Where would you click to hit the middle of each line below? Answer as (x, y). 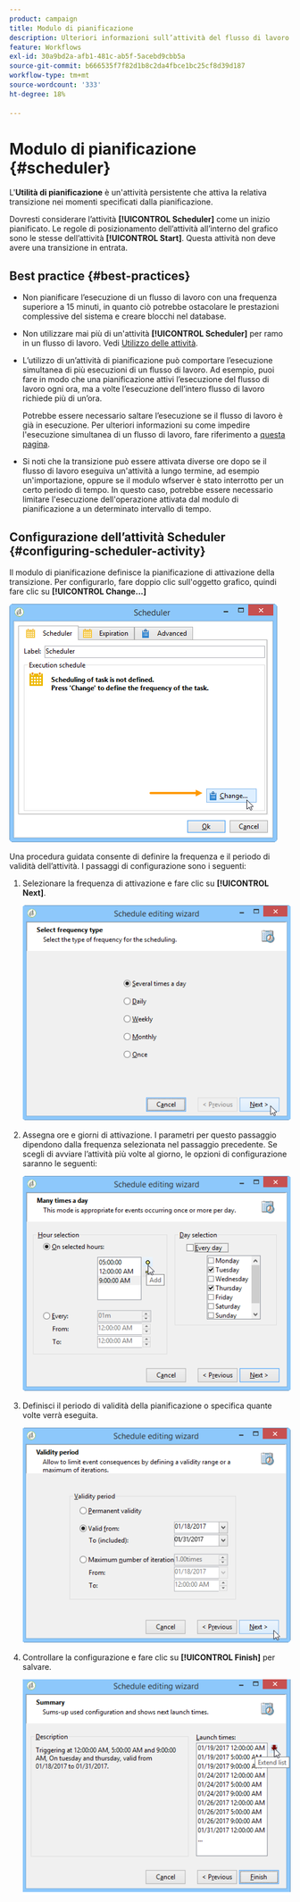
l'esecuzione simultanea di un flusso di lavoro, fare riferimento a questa (154, 435)
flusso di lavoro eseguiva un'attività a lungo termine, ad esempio (141, 471)
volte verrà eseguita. (60, 1414)
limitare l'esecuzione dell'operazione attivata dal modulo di (130, 499)
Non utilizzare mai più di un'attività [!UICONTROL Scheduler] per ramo (153, 334)
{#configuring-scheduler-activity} (108, 551)
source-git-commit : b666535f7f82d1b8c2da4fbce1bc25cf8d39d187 (127, 66)
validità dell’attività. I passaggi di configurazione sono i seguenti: (128, 866)
